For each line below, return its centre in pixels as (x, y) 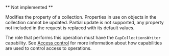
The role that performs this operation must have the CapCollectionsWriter (83, 38)
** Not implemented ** (29, 7)
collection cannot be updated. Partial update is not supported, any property (85, 22)
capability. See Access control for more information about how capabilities (84, 43)
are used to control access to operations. (49, 48)
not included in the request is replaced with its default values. (70, 28)
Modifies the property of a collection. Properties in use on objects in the (81, 17)
